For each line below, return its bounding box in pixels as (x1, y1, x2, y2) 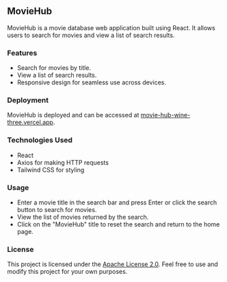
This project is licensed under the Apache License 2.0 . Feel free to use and (7, 260, 219, 268)
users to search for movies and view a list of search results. (7, 31, 175, 39)
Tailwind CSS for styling (16, 165, 85, 174)
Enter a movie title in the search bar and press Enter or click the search (16, 198, 217, 207)
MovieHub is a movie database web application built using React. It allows (7, 23, 215, 32)
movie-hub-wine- (140, 111, 191, 119)
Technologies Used (7, 135, 73, 145)
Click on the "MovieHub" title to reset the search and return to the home (16, 220, 220, 228)
